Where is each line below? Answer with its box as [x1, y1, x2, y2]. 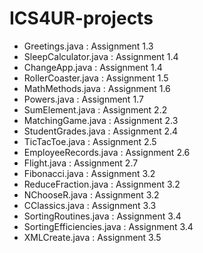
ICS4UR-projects [9, 7, 154, 30]
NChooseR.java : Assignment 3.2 [23, 188, 160, 201]
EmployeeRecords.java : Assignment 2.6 [23, 146, 191, 158]
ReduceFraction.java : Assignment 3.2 [23, 178, 181, 190]
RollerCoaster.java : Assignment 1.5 [23, 72, 169, 84]
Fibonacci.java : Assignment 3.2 [23, 167, 156, 179]
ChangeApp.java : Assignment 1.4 [23, 61, 163, 73]
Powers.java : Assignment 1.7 [23, 93, 144, 105]
